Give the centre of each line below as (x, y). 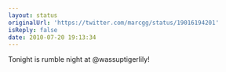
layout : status (33, 15)
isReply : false (33, 30)
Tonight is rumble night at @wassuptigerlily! (79, 59)
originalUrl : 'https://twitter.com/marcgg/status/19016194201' (114, 23)
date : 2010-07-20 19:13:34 (52, 37)
